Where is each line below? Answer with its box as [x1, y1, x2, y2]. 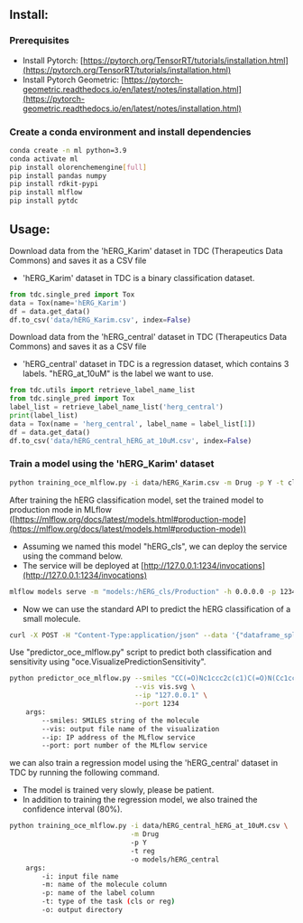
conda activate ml [9, 154, 78, 164]
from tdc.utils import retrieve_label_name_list [9, 386, 196, 395]
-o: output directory [41, 906, 124, 915]
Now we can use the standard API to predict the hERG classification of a [22, 603, 291, 614]
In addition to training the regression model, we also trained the [22, 795, 258, 805]
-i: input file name [41, 871, 119, 881]
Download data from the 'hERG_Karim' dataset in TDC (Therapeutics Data [9, 245, 284, 256]
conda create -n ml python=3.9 [9, 146, 127, 155]
